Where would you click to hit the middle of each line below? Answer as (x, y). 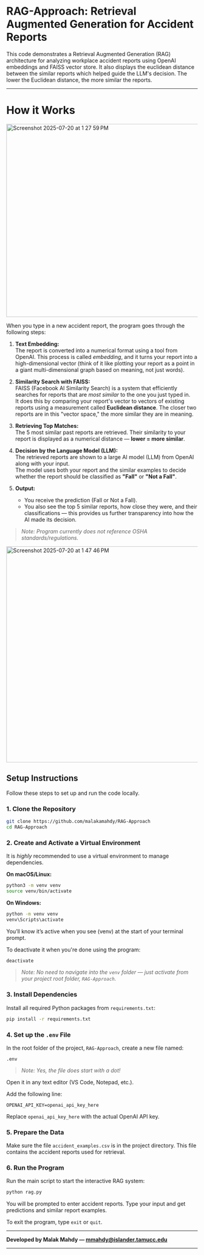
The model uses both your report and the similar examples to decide (100, 470)
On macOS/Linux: (29, 874)
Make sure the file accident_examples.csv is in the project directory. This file (101, 1146)
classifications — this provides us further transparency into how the (109, 513)
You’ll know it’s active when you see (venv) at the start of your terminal (95, 931)
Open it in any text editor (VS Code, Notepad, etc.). (70, 1082)
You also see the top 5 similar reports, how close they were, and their (110, 507)
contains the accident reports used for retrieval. (66, 1152)
